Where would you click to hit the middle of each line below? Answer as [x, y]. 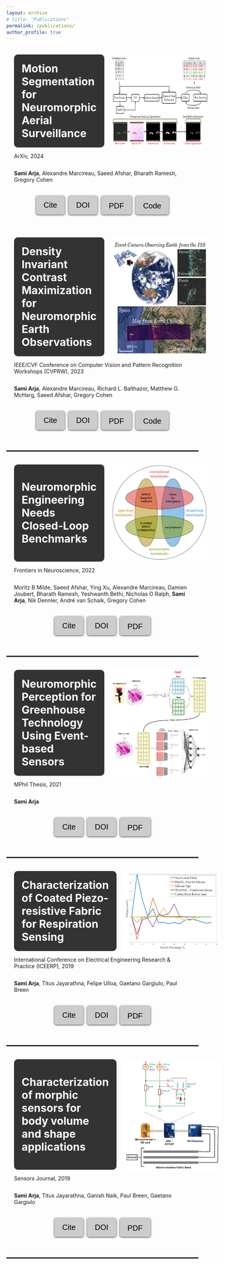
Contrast [44, 278]
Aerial [37, 120]
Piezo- [92, 898]
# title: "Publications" [38, 19]
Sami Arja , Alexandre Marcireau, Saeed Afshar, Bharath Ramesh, [95, 173]
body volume [55, 1121]
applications [54, 1147]
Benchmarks [55, 539]
